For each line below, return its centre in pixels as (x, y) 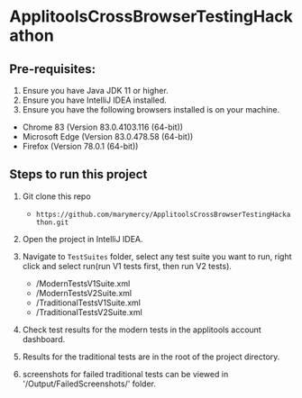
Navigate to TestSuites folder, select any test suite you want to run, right (157, 256)
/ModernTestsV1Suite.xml (83, 283)
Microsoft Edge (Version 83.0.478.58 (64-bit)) (108, 136)
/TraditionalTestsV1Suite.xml (88, 303)
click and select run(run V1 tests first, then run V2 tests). (127, 266)
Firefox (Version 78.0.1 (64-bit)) (80, 146)
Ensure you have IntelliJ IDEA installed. (94, 100)
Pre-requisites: (53, 69)
